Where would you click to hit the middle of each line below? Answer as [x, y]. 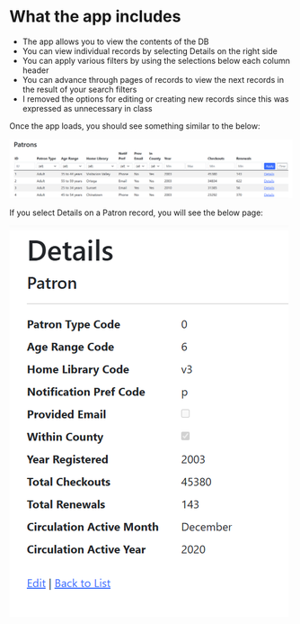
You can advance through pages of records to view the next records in [153, 79]
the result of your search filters [79, 89]
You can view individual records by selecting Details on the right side [150, 50]
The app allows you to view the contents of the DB [115, 41]
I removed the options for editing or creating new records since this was [155, 99]
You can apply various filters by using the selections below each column [156, 60]
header [35, 70]
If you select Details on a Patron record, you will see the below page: [136, 213]
